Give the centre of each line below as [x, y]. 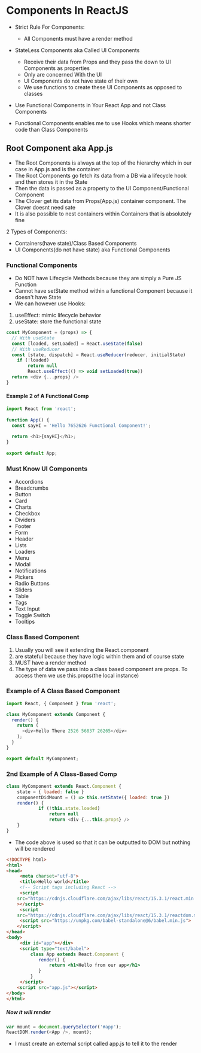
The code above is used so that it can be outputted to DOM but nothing [103, 842]
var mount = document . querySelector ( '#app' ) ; [64, 1027]
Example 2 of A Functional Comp [48, 396]
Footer [23, 526]
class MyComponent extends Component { [56, 714]
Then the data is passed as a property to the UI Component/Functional [102, 188]
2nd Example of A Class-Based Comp [62, 774]
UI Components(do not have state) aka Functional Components [92, 250]
